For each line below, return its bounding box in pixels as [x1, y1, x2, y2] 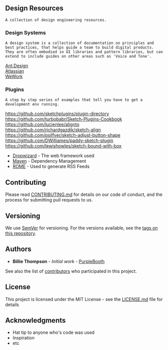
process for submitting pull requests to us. [5, 197, 93, 203]
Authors [5, 245, 32, 254]
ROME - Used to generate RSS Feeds [12, 164, 90, 170]
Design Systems [5, 29, 46, 36]
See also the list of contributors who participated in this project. [5, 268, 137, 274]
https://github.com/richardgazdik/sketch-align [5, 127, 101, 133]
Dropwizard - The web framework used [12, 153, 95, 159]
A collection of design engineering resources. [5, 17, 107, 22]
